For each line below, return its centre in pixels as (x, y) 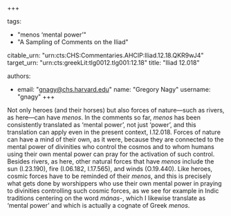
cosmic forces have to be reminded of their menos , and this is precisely (109, 176)
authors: (19, 76)
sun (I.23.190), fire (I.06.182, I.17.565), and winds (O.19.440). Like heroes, (110, 169)
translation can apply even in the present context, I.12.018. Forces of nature (114, 132)
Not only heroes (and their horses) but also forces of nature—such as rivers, (116, 110)
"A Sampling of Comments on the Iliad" (73, 42)
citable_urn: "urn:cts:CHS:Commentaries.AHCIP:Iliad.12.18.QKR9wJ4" (105, 55)
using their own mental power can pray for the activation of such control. (111, 154)
